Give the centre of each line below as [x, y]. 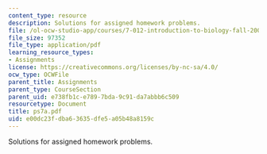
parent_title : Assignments [53, 82]
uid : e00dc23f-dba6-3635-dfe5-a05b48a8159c [81, 119]
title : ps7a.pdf [35, 112]
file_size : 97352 [37, 38]
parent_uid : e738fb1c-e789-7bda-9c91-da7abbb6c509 [94, 97]
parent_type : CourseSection [55, 89]
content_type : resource [48, 15]
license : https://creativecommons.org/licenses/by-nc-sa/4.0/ [113, 67]
